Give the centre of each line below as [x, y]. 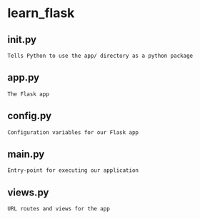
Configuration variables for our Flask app [73, 132]
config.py [30, 116]
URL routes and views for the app [59, 209]
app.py [24, 77]
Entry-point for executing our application [73, 170]
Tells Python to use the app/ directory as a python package [100, 56]
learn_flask [41, 13]
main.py [26, 154]
